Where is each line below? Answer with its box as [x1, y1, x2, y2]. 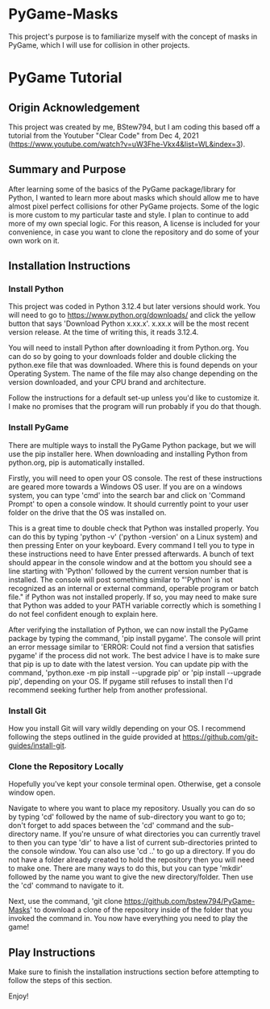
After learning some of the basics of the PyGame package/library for [8, 184, 236, 194]
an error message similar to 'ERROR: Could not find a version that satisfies [8, 642, 255, 652]
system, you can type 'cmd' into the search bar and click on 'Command [8, 490, 246, 500]
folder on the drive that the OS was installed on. [8, 507, 167, 517]
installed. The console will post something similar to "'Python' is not [8, 575, 234, 585]
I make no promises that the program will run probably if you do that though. [8, 402, 262, 412]
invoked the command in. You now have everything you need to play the [8, 914, 248, 923]
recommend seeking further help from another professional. [8, 685, 208, 694]
